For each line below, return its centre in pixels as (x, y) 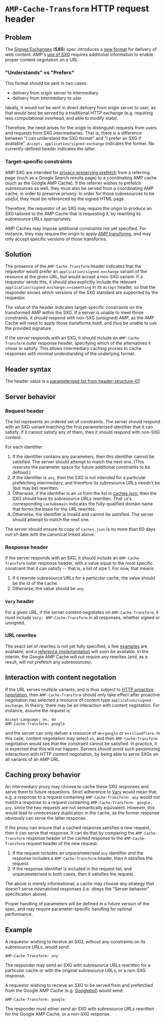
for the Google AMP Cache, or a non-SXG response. (58, 1014)
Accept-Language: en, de (31, 719)
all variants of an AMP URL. (33, 759)
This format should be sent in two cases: (46, 83)
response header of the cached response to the (75, 838)
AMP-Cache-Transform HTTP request (77, 9)
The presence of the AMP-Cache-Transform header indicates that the (73, 266)
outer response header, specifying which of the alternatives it (89, 343)
